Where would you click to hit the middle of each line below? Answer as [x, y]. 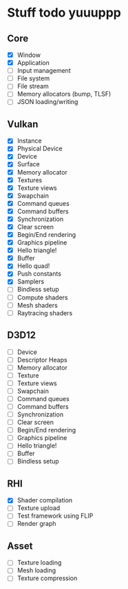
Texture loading [39, 563]
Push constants [39, 274]
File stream [33, 86]
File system [33, 78]
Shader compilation [45, 500]
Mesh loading [36, 570]
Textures [30, 180]
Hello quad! [33, 266]
